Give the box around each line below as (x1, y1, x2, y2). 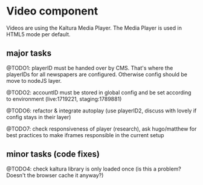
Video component (6, 4, 98, 18)
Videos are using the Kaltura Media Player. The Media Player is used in (6, 24, 182, 31)
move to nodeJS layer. (6, 77, 62, 84)
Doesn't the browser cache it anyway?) (6, 171, 104, 179)
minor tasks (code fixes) (6, 149, 100, 160)
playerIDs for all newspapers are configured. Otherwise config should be (6, 71, 187, 78)
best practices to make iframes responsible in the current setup (6, 131, 164, 138)
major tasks (6, 48, 52, 59)
